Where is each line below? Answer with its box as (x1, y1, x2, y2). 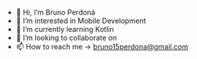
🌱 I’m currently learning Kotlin (15, 25, 114, 33)
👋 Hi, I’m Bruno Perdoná (15, 8, 96, 17)
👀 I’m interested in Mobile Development (15, 16, 146, 26)
